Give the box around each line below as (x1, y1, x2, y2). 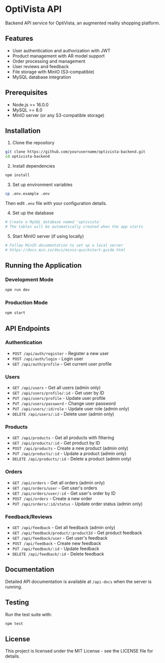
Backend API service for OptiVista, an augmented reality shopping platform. (5, 20, 161, 26)
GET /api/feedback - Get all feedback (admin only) (12, 524, 115, 530)
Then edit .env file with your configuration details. (5, 200, 107, 206)
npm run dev (5, 287, 30, 292)
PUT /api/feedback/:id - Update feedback (12, 546, 99, 552)
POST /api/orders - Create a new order (12, 495, 92, 501)
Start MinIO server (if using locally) (12, 233, 84, 239)
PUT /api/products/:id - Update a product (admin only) (12, 451, 127, 457)
